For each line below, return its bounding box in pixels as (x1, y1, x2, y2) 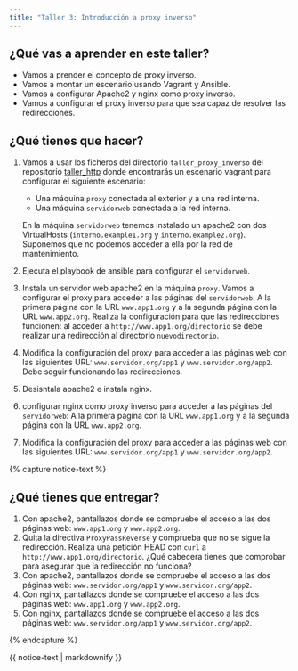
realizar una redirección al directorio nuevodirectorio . (21, 331, 220, 341)
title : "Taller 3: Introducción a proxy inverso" (9, 12, 197, 22)
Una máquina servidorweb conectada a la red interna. (35, 202, 231, 214)
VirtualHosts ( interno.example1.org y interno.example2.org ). (21, 229, 246, 241)
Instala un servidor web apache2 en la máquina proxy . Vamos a (21, 282, 254, 294)
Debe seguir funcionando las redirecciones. (21, 366, 183, 377)
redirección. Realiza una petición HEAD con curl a (21, 542, 207, 552)
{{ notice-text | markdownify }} (9, 652, 123, 663)
